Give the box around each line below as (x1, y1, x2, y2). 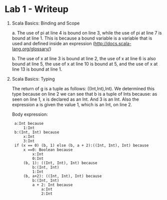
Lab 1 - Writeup (4, 4, 68, 15)
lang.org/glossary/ (11, 46, 50, 52)
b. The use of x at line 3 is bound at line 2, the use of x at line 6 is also (11, 55, 156, 61)
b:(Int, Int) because (14, 129, 59, 135)
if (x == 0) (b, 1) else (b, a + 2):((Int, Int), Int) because (14, 143, 149, 148)
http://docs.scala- (94, 40, 131, 46)
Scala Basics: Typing (11, 76, 55, 82)
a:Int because (14, 121, 44, 126)
